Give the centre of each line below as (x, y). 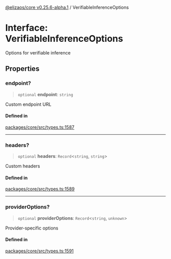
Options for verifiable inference (38, 52)
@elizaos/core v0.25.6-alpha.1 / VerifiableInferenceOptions (67, 7)
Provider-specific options (32, 228)
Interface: (27, 28)
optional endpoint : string (45, 94)
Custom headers (23, 166)
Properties (22, 69)
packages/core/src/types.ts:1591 (39, 251)
